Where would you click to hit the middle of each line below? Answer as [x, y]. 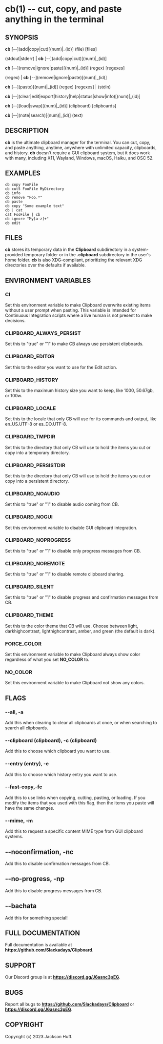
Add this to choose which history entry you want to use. [61, 774]
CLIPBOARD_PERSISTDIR [35, 465]
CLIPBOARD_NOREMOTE [35, 563]
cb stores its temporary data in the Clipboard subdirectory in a [68, 249]
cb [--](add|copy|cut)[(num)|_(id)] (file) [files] [51, 49]
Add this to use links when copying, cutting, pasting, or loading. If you [75, 798]
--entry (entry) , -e [27, 764]
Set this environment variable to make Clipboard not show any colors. [75, 683]
